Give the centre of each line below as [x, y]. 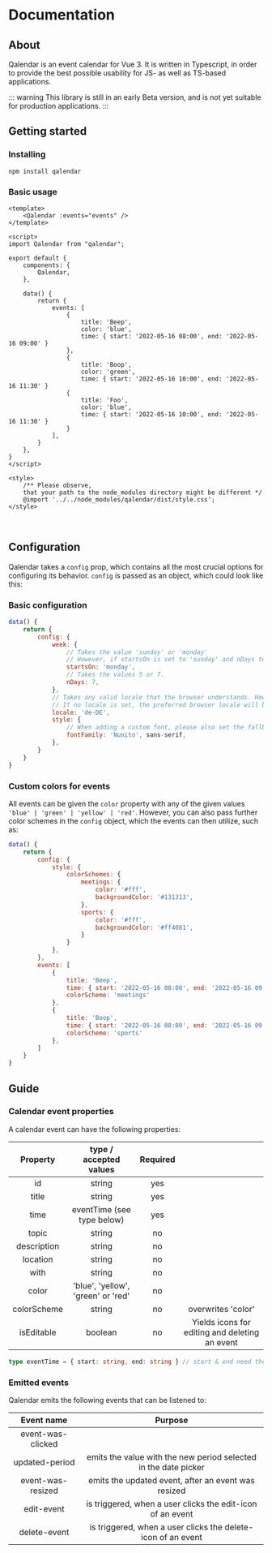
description [38, 1245]
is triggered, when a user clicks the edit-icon [172, 1504]
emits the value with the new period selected [172, 1457]
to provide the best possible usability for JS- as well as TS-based [117, 73]
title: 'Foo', [104, 400]
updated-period [44, 1462]
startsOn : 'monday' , [101, 667]
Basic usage [33, 191]
